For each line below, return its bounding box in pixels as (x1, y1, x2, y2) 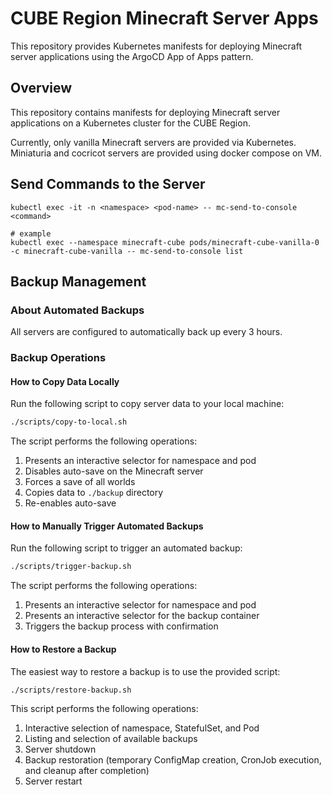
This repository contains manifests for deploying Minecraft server (10, 106, 281, 118)
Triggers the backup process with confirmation (24, 620, 219, 632)
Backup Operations (10, 351, 107, 365)
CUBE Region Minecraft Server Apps (10, 7, 319, 30)
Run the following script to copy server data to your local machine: (10, 398, 285, 410)
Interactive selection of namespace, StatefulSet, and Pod (24, 722, 260, 734)
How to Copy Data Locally (10, 375, 120, 387)
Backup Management (10, 273, 147, 290)
